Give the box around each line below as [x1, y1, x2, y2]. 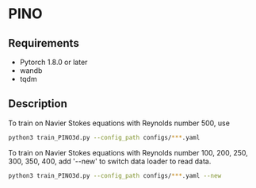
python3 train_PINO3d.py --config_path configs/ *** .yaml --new [8, 171, 222, 179]
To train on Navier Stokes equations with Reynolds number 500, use [8, 118, 230, 128]
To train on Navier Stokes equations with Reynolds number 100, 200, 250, [8, 148, 248, 157]
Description [8, 97, 67, 111]
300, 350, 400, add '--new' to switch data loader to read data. [8, 156, 212, 166]
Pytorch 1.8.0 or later [19, 57, 88, 67]
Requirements [8, 36, 79, 50]
